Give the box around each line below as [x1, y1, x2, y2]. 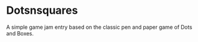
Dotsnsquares [6, 4, 78, 17]
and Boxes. [6, 29, 34, 37]
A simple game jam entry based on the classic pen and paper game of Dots [6, 23, 193, 31]
